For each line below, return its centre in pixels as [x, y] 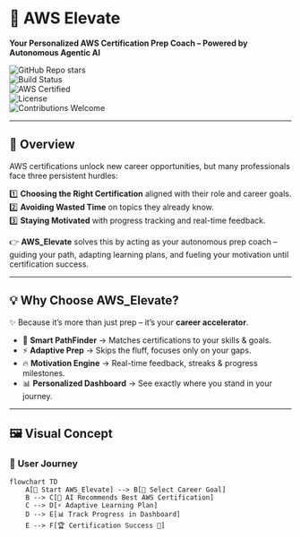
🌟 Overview [42, 145]
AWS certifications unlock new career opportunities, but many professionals [150, 166]
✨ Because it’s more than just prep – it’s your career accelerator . [129, 322]
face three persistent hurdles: [64, 175]
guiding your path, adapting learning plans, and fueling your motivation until [149, 254]
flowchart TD [34, 482]
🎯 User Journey [44, 463]
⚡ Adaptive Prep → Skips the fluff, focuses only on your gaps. [137, 350]
